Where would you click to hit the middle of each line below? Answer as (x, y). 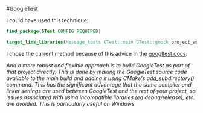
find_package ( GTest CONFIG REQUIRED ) (54, 31)
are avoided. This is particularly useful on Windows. (71, 103)
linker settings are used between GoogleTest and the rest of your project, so (101, 91)
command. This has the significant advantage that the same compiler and (99, 84)
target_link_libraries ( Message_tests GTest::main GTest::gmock (88, 42)
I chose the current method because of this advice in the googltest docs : (97, 53)
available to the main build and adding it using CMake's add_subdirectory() (100, 78)
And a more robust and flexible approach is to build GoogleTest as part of (98, 65)
